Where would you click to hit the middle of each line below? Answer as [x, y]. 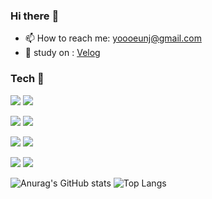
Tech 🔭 [27, 79]
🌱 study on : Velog [62, 53]
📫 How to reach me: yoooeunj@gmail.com [113, 38]
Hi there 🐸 [35, 16]
